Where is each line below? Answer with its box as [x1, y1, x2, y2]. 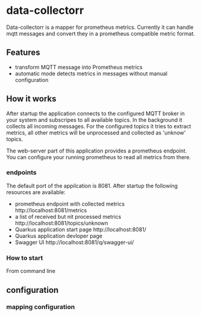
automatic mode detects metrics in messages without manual [14, 70, 167, 77]
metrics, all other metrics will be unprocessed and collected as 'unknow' [6, 129, 186, 136]
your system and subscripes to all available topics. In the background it [6, 116, 182, 124]
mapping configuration [6, 303, 75, 311]
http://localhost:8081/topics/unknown [14, 219, 108, 227]
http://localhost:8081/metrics [14, 206, 87, 214]
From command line [6, 268, 56, 275]
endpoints [6, 168, 37, 177]
